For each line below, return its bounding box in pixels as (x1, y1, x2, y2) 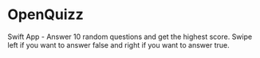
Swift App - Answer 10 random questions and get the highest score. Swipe (7, 32, 253, 41)
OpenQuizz (7, 6, 85, 24)
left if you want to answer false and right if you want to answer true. (7, 40, 230, 49)
